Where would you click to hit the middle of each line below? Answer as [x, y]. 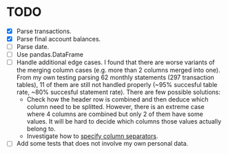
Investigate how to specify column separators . [92, 136]
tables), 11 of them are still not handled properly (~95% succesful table [117, 85]
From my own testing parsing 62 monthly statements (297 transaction [115, 77]
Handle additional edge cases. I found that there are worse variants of [115, 62]
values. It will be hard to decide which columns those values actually [124, 122]
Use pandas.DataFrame [50, 55]
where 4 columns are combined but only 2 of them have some [115, 114]
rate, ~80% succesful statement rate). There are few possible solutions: [118, 92]
